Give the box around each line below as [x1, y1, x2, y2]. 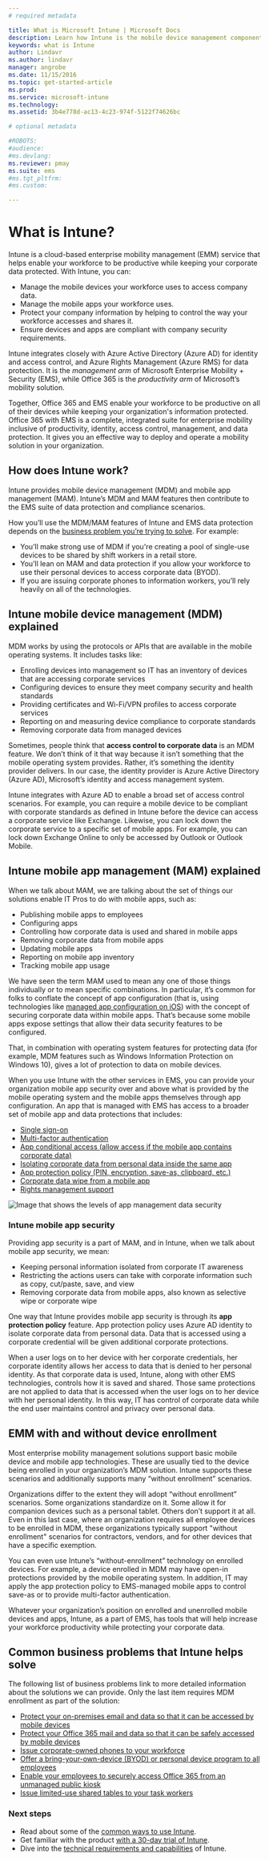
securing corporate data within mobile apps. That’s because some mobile [8, 1010, 251, 1019]
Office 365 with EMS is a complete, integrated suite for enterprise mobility [8, 416, 253, 425]
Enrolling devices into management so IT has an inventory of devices [19, 665, 248, 675]
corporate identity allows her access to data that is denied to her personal [8, 1361, 252, 1370]
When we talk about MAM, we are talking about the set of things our [8, 886, 234, 895]
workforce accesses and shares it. [19, 316, 134, 326]
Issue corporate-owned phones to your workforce [19, 1746, 186, 1755]
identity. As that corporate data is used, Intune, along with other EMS [8, 1369, 236, 1379]
